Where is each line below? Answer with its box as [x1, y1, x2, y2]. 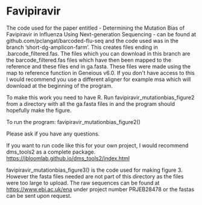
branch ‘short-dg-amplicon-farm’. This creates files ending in [6, 44, 159, 51]
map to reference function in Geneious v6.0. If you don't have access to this [6, 69, 195, 76]
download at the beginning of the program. [6, 82, 113, 89]
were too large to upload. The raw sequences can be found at [6, 179, 160, 186]
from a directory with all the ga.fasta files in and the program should [6, 100, 175, 107]
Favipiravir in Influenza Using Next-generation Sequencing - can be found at [6, 30, 197, 37]
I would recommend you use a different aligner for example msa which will [6, 76, 191, 83]
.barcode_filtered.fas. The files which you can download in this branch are [6, 50, 191, 57]
